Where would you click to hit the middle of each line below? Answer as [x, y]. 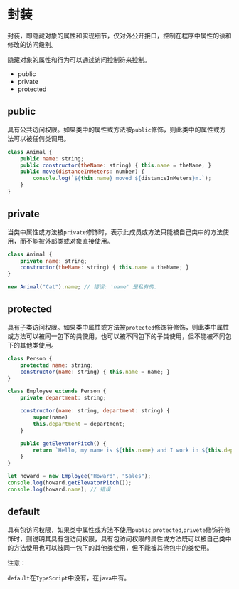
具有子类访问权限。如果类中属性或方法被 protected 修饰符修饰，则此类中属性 [118, 327]
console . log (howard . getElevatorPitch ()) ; [70, 483]
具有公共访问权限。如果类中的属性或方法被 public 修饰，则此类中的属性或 [113, 130]
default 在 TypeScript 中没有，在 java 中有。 [69, 578]
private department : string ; [63, 398]
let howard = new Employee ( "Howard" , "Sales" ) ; [79, 476]
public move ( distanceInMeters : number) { [82, 172]
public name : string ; [52, 158]
